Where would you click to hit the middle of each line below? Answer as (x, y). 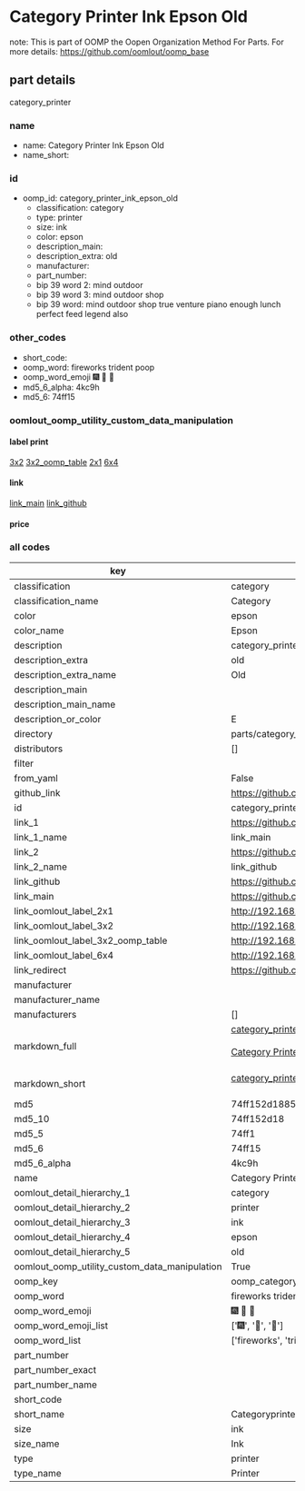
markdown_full (45, 1046)
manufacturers (45, 1014)
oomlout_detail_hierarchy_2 (72, 1208)
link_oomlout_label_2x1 (64, 910)
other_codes (38, 338)
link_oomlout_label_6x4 (64, 955)
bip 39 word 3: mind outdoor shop (100, 295)
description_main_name (65, 704)
